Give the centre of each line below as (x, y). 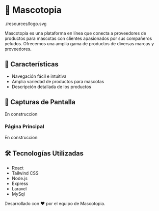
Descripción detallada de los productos (51, 87)
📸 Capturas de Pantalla (40, 102)
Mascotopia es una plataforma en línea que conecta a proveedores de (76, 33)
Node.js (20, 178)
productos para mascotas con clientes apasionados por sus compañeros (78, 38)
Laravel (19, 188)
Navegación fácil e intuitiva (39, 76)
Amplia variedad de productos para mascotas (58, 81)
